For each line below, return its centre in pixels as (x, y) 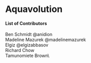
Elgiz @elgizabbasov (27, 45)
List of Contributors (26, 23)
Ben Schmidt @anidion (29, 34)
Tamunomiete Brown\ (27, 55)
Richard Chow (20, 50)
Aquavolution (34, 9)
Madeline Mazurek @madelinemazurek (46, 40)
